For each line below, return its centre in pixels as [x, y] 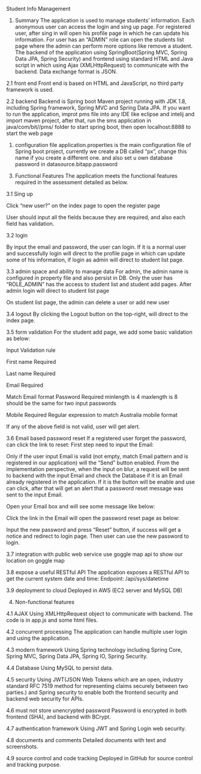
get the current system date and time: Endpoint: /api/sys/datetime [88, 579]
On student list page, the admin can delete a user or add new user [88, 302]
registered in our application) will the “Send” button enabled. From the [93, 463]
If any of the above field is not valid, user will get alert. [73, 426]
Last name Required [31, 373]
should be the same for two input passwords [61, 403]
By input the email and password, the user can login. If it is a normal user [96, 247]
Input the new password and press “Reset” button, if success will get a [94, 530]
